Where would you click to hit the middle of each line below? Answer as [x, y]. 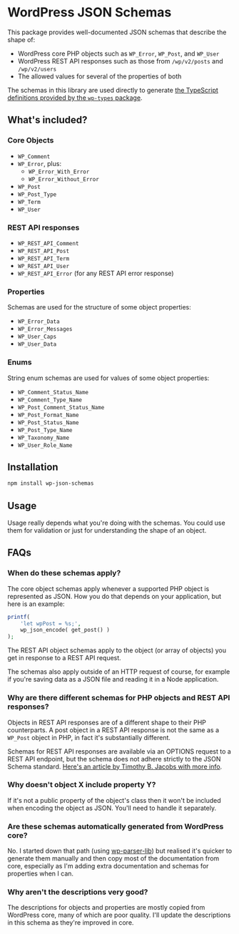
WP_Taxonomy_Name [44, 438]
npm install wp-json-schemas [51, 483]
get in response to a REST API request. [64, 658]
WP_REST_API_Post [44, 251]
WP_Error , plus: [40, 163]
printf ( [19, 617]
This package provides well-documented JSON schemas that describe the [117, 32]
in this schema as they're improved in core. [71, 923]
